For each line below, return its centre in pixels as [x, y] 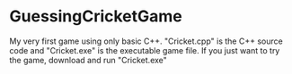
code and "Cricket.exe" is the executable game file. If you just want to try [145, 50]
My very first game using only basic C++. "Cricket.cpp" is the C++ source [146, 41]
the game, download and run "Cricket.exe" [88, 60]
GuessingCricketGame [96, 16]
